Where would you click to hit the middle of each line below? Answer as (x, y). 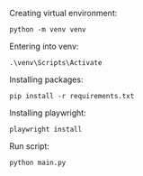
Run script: (29, 146)
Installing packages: (46, 79)
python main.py (38, 162)
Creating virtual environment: (63, 13)
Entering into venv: (44, 46)
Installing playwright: (48, 113)
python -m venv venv (48, 30)
